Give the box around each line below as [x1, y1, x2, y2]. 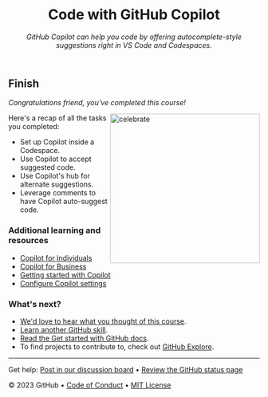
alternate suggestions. [19, 179, 94, 189]
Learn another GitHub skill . [19, 324, 108, 334]
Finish [8, 77, 40, 90]
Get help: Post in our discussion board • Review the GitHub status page [8, 364, 243, 374]
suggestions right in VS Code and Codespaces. [55, 40, 213, 49]
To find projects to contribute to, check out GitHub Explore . [19, 341, 215, 352]
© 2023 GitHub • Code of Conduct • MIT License [8, 380, 171, 390]
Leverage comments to [19, 188, 97, 198]
